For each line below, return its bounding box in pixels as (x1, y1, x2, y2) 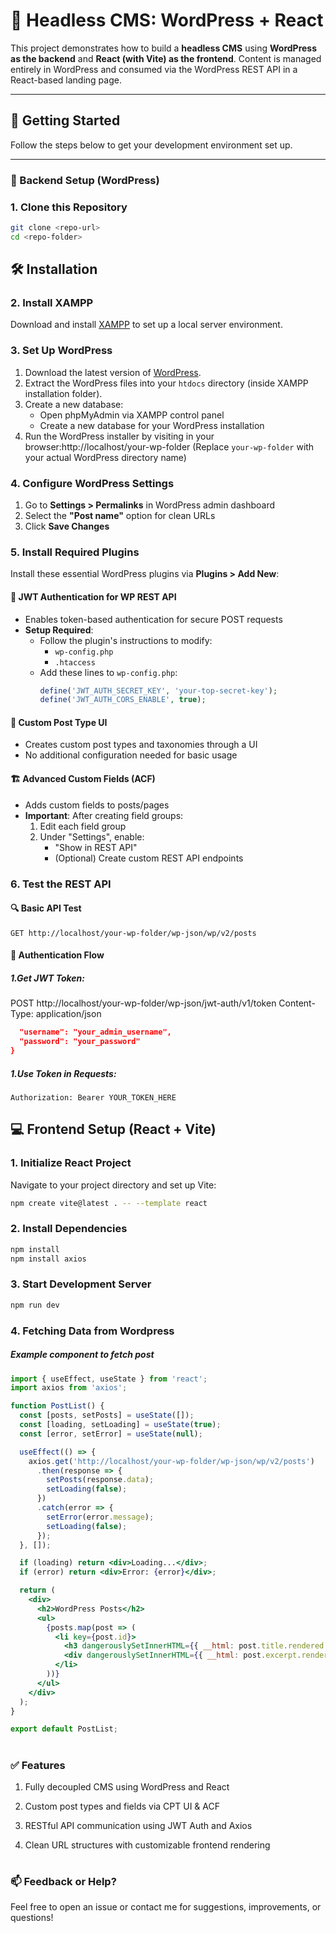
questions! (10, 1912, 54, 1924)
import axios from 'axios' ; (10, 1383, 128, 1393)
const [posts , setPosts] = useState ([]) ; (19, 1410, 195, 1421)
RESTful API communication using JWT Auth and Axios (24, 1819, 253, 1831)
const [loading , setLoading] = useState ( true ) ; (19, 1420, 222, 1430)
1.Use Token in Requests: (10, 1067, 117, 1079)
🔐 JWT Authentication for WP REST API (10, 590, 177, 603)
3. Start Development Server (10, 1277, 152, 1291)
